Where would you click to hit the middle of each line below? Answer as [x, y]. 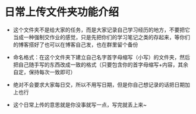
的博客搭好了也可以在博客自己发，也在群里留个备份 [75, 45]
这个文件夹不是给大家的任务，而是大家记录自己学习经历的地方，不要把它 [101, 30]
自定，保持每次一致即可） [44, 72]
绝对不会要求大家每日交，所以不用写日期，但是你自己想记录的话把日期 [99, 84]
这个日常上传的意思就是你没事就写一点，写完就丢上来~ [80, 104]
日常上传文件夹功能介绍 [62, 12]
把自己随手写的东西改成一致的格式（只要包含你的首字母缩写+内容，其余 [101, 64]
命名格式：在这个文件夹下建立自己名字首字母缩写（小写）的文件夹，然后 [101, 57]
